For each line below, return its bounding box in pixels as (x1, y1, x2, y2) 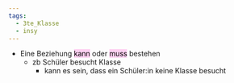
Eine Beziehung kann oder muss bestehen (19, 49, 161, 59)
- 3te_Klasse (15, 19, 60, 27)
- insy (15, 27, 38, 35)
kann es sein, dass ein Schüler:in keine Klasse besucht (44, 66, 227, 76)
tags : (8, 11, 27, 20)
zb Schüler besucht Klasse (31, 57, 121, 67)
